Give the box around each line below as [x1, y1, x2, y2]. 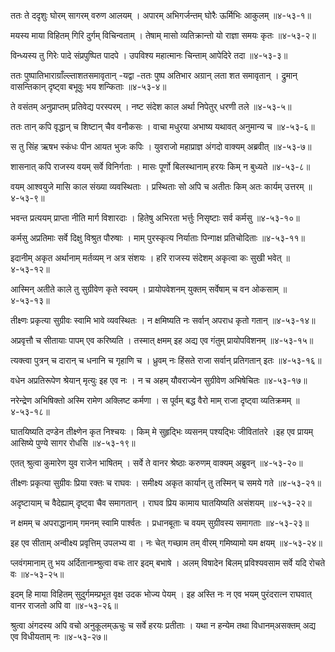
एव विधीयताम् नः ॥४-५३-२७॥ [10, 631, 108, 642]
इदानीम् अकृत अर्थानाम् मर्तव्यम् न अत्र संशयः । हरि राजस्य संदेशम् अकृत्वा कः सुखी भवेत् [10, 252, 282, 264]
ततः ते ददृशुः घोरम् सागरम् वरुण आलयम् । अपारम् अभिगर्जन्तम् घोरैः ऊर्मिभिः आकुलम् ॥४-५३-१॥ [10, 10, 312, 21]
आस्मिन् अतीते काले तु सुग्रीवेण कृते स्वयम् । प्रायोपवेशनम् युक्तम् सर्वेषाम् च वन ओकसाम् [10, 283, 279, 295]
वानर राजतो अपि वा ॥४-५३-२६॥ [10, 600, 118, 611]
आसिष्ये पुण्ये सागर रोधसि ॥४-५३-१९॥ [10, 437, 136, 449]
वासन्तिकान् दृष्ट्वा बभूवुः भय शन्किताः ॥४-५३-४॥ [10, 81, 167, 92]
